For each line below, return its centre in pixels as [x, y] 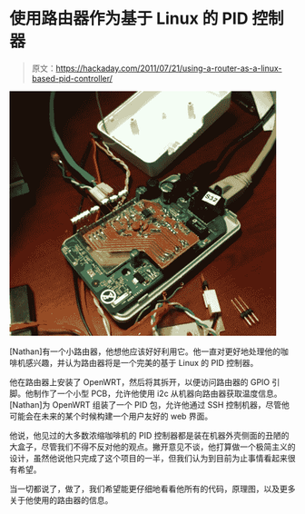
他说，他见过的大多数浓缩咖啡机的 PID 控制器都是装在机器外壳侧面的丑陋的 [149, 435]
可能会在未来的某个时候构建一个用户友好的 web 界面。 [111, 416]
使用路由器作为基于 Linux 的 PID [129, 19]
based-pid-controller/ [72, 78]
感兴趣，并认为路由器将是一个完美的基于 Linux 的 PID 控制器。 [142, 362]
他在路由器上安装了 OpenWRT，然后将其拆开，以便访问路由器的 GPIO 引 [145, 381]
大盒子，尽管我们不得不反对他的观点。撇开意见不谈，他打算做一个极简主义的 [152, 447]
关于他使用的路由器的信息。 [61, 499]
